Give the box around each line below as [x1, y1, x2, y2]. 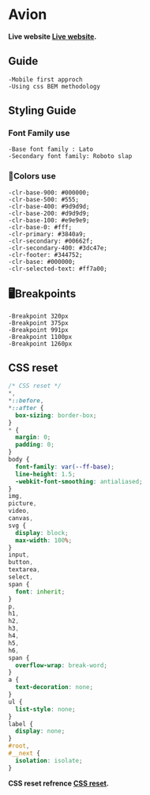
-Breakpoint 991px [8, 326, 69, 333]
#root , [8, 742, 30, 750]
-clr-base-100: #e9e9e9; [8, 216, 90, 224]
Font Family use [8, 128, 70, 139]
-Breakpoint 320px [8, 312, 69, 320]
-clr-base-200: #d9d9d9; [8, 209, 90, 217]
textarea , [8, 566, 41, 574]
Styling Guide [8, 104, 77, 118]
